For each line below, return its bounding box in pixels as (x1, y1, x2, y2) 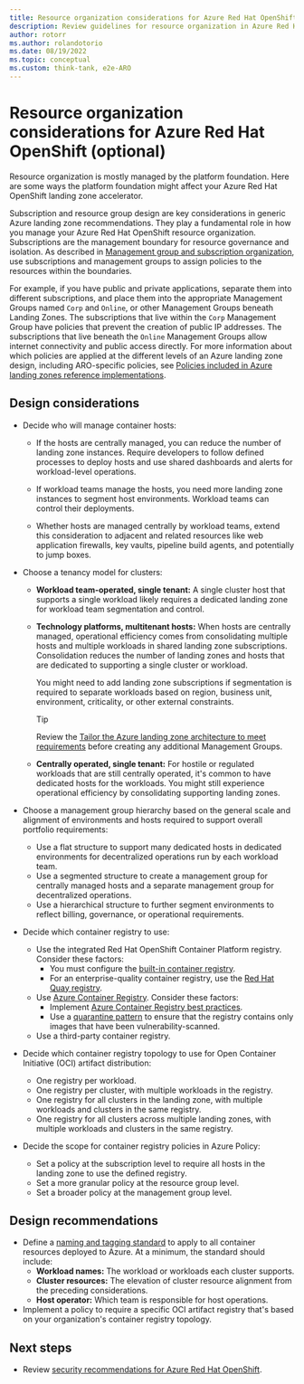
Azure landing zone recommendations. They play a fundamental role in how (9, 217, 291, 228)
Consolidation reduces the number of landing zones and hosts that (35, 649, 285, 660)
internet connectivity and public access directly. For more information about (9, 340, 292, 351)
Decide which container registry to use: (22, 926, 170, 937)
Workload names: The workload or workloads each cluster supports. (35, 1266, 295, 1276)
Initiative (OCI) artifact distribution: (22, 1057, 152, 1068)
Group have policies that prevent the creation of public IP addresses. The (9, 321, 282, 332)
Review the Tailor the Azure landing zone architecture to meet (35, 731, 267, 742)
